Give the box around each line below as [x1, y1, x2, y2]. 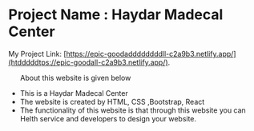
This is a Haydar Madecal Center [19, 88, 128, 97]
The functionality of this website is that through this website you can [19, 105, 246, 115]
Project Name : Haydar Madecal [8, 6, 224, 24]
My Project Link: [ [8, 49, 67, 58]
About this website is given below [19, 73, 131, 82]
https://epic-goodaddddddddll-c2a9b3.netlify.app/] [66, 49, 236, 58]
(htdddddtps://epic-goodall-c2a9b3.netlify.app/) [8, 58, 168, 67]
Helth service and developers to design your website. [19, 113, 197, 123]
